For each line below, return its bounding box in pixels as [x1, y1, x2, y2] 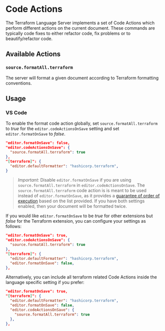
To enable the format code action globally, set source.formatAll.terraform [5, 120, 158, 127]
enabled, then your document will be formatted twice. [17, 203, 127, 209]
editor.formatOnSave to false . [5, 131, 66, 137]
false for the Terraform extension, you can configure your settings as [5, 218, 146, 224]
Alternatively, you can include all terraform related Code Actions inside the [5, 274, 157, 280]
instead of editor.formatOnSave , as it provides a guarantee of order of [17, 193, 160, 199]
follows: [5, 224, 22, 230]
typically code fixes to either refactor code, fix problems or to [5, 30, 130, 36]
